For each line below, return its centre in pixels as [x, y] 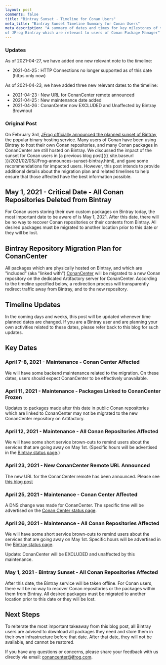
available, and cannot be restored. [40, 642]
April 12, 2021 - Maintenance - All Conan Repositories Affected [82, 431]
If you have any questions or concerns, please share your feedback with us [82, 652]
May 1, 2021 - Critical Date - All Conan [64, 192]
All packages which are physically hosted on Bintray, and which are [74, 268]
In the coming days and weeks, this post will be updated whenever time [78, 317]
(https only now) [29, 76]
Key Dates [21, 348]
